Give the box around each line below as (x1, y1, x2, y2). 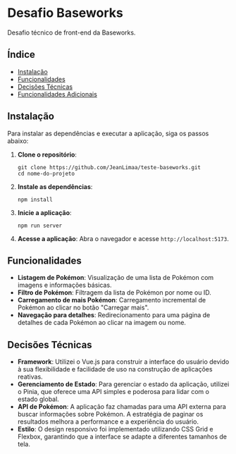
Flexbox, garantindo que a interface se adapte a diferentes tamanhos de (17, 432, 228, 441)
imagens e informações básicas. (17, 281, 112, 290)
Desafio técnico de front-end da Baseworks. (7, 28, 136, 37)
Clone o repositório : (17, 150, 77, 159)
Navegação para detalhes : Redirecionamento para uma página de (17, 311, 211, 319)
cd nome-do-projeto (17, 170, 75, 177)
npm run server (17, 222, 63, 229)
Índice (7, 49, 35, 61)
